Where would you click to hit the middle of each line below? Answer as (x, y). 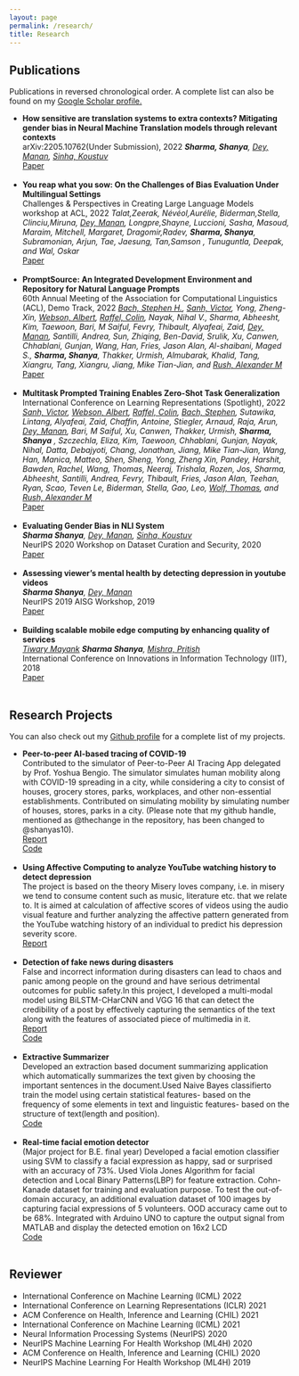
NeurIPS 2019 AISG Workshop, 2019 (89, 602)
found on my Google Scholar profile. (76, 101)
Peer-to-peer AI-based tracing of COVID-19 (104, 754)
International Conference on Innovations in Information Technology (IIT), (154, 659)
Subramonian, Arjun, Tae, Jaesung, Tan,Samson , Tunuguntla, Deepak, (153, 242)
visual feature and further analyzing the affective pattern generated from (155, 915)
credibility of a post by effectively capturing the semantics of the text (149, 1009)
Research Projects (61, 715)
